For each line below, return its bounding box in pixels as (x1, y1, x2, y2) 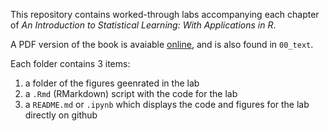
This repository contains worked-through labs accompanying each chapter (10, 9, 320, 20)
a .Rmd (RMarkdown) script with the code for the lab (24, 88, 238, 99)
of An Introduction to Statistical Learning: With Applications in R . (10, 19, 277, 31)
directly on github (24, 109, 98, 121)
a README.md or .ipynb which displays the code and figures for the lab (24, 99, 310, 110)
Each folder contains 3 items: (10, 58, 131, 69)
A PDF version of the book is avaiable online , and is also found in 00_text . (10, 39, 314, 50)
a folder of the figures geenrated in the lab (24, 77, 200, 89)
